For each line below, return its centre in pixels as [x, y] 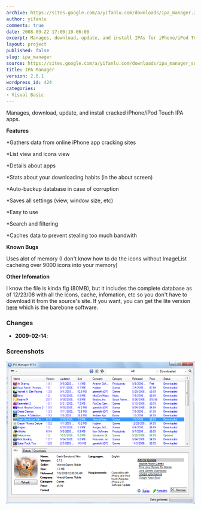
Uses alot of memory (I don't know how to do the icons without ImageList [97, 259]
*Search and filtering [32, 224]
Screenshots [25, 352]
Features [17, 131]
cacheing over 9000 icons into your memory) [62, 265]
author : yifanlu [26, 19]
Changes [20, 323]
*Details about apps [31, 166]
